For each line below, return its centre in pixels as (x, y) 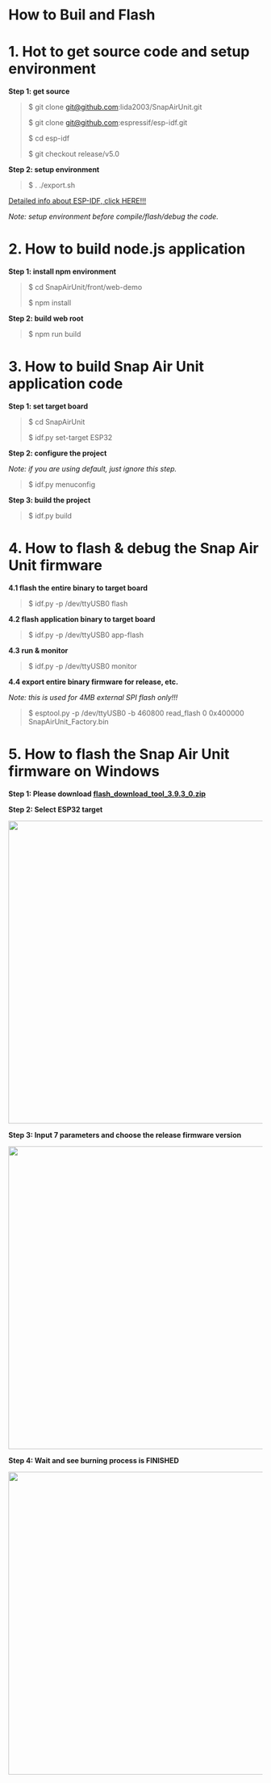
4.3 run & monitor (38, 650)
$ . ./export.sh (51, 185)
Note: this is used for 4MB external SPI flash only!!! (93, 697)
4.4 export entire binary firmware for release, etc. (94, 682)
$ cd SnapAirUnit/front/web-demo (85, 287)
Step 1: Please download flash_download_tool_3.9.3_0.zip (107, 794)
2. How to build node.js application (127, 249)
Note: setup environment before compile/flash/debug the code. (114, 216)
